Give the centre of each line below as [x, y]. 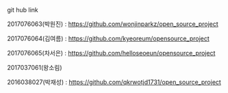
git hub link [23, 10]
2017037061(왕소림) [35, 67]
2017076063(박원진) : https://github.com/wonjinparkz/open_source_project [113, 24]
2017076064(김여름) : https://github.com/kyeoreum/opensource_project [109, 38]
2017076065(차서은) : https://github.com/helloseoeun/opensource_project [111, 53]
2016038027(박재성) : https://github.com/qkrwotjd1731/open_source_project [114, 82]
